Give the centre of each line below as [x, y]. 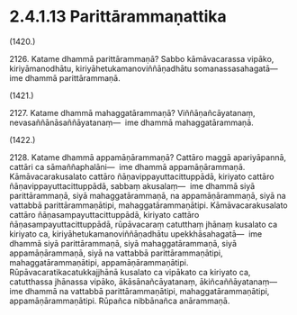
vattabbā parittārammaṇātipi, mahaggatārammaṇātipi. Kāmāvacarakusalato [148, 205]
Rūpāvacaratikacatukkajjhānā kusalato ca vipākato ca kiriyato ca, [130, 272]
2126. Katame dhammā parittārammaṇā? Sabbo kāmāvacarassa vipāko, [142, 58]
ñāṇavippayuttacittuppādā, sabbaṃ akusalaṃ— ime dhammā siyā [132, 185]
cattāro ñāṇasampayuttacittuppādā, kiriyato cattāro [104, 214]
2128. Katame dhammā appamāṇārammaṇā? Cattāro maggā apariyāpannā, [148, 157]
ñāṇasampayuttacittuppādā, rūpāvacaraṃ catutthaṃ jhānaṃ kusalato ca [144, 224]
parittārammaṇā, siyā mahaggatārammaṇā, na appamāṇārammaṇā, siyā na [148, 195]
